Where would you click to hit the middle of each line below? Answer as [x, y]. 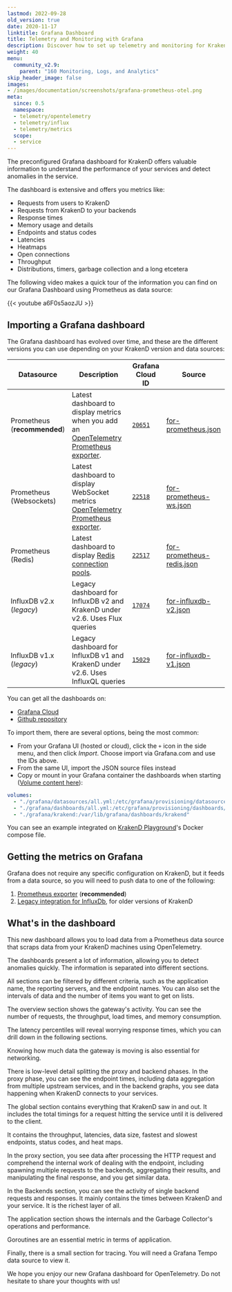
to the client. [25, 1121]
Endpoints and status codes [57, 233]
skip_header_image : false [44, 78]
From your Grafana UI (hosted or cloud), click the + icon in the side [112, 746]
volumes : [20, 795]
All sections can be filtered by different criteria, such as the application [108, 981]
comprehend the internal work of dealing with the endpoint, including [106, 1163]
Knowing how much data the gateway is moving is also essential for [104, 1051]
